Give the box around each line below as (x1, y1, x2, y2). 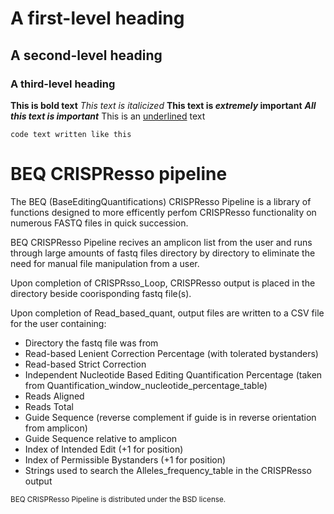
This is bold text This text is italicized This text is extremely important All (10, 99, 317, 111)
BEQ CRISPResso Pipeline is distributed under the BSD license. (10, 494, 227, 504)
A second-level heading (10, 47, 163, 64)
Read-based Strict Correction (24, 358, 147, 370)
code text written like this (10, 129, 132, 139)
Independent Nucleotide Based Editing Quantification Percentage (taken (24, 368, 323, 381)
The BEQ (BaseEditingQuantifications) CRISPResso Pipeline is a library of (10, 195, 312, 207)
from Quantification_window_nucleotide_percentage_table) (24, 379, 268, 391)
